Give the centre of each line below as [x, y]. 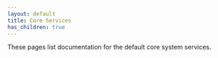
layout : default [31, 14]
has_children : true [36, 27]
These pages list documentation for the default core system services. [109, 47]
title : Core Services [40, 21]
